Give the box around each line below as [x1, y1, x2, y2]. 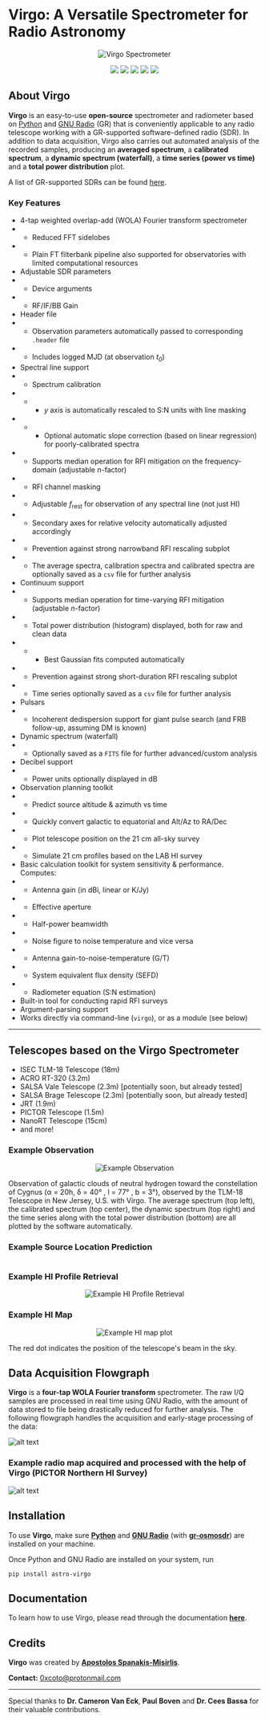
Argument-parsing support [19, 1004, 109, 1013]
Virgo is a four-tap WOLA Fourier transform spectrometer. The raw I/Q [8, 1388, 244, 1397]
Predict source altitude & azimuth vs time [31, 799, 168, 809]
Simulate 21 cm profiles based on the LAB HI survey [31, 850, 203, 860]
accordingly [31, 526, 72, 536]
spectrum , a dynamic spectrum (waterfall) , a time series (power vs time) [8, 153, 255, 162]
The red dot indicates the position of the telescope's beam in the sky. [8, 1343, 237, 1352]
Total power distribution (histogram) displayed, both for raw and [31, 620, 243, 630]
